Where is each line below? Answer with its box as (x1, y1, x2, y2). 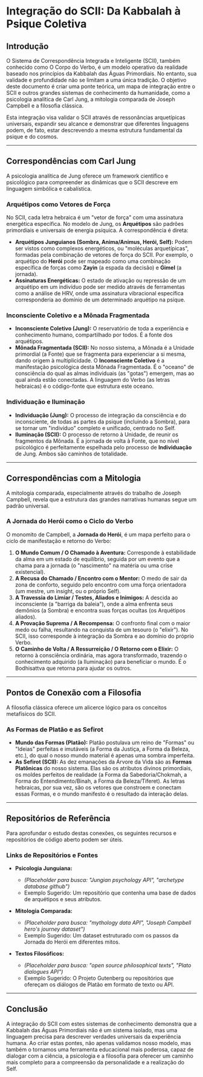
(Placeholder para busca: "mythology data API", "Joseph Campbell (24, 919, 192, 927)
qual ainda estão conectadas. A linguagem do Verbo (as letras (14, 376, 170, 384)
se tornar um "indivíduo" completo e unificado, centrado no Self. (14, 424, 176, 431)
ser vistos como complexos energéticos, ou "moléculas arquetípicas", (14, 245, 189, 252)
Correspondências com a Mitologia (6, 473, 141, 484)
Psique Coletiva (6, 17, 87, 31)
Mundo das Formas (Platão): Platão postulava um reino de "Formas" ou (14, 739, 195, 746)
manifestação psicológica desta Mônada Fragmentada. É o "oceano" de (14, 364, 195, 371)
